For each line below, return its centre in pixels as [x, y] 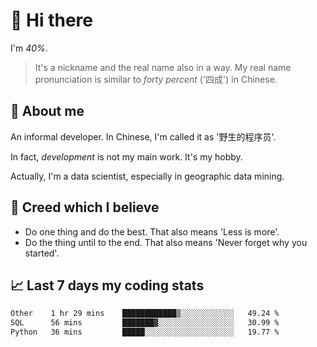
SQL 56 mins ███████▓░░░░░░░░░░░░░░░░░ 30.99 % [145, 323]
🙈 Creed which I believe [85, 207]
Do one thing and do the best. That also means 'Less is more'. [152, 231]
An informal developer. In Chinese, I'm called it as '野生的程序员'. [143, 136]
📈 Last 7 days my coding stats [107, 285]
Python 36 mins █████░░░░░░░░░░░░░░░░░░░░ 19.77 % [145, 332]
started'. [42, 253]
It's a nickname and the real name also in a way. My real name [163, 67]
